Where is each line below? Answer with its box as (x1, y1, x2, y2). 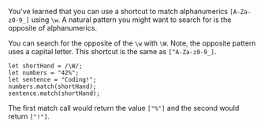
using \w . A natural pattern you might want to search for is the (31, 15, 232, 24)
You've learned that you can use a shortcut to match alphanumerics (8, 7, 229, 16)
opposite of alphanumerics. (8, 24, 97, 32)
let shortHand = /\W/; (8, 62, 83, 70)
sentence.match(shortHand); (8, 90, 101, 97)
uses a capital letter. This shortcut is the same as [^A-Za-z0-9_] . (8, 47, 217, 56)
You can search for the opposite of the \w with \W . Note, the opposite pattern (8, 38, 256, 48)
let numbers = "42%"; (8, 69, 80, 77)
